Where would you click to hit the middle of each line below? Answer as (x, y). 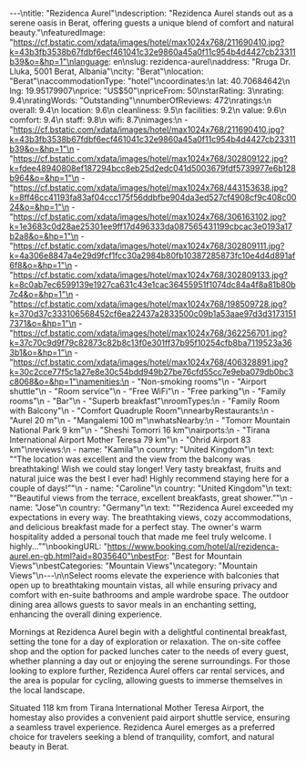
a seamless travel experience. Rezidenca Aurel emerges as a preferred (143, 727)
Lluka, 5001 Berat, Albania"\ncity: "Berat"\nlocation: (107, 71)
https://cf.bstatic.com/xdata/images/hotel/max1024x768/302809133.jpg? (151, 275)
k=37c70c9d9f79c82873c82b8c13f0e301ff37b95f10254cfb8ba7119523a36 (151, 343)
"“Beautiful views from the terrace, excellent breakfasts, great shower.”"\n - (152, 498)
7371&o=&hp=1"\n (43, 323)
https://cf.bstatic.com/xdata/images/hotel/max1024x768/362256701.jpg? (150, 333)
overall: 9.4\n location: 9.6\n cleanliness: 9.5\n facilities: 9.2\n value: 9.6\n (148, 110)
